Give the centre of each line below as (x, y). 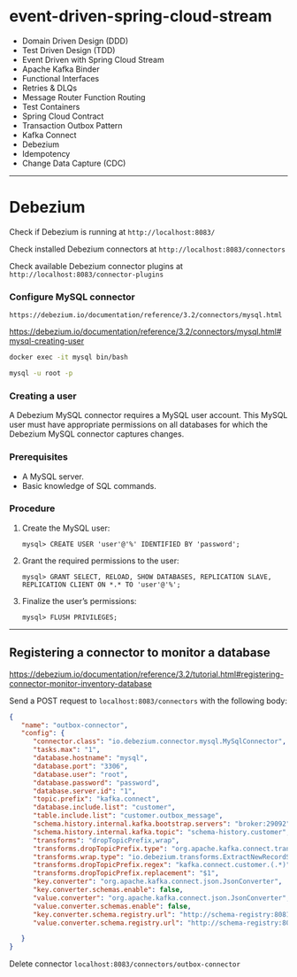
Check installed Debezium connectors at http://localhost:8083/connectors (147, 249)
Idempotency (46, 153)
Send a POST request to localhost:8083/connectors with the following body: (148, 701)
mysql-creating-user (47, 341)
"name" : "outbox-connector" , (74, 725)
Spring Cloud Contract (63, 116)
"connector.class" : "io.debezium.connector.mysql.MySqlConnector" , (160, 741)
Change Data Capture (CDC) (74, 163)
